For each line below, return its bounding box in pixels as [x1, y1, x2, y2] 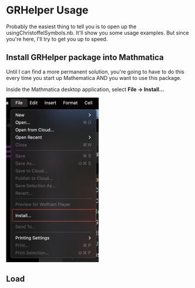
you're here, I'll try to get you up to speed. [6, 35, 108, 42]
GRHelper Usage [6, 4, 89, 17]
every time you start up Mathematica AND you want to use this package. [6, 74, 182, 81]
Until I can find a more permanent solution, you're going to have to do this [6, 68, 184, 75]
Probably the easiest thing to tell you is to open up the [6, 23, 137, 30]
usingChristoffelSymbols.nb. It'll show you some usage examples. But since [6, 29, 189, 36]
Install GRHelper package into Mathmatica [6, 52, 164, 62]
